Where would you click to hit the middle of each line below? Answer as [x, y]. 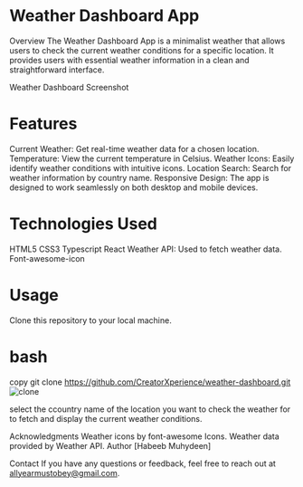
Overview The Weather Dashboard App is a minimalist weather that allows [147, 41]
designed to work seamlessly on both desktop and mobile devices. [134, 187]
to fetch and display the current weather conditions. [106, 418]
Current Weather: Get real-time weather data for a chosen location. [134, 148]
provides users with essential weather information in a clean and [130, 60]
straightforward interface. [57, 70]
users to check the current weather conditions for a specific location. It [142, 50]
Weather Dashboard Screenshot [69, 87]
